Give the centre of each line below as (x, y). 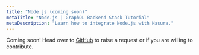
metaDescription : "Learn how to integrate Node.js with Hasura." (90, 23)
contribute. (20, 47)
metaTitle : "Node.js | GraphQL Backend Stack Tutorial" (78, 18)
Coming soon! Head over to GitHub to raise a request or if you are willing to (99, 40)
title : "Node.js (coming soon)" (47, 12)
